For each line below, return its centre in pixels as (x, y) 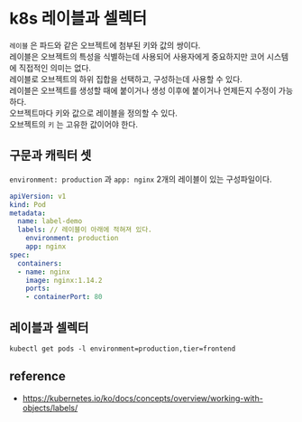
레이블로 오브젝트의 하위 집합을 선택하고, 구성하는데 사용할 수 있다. (126, 79)
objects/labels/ (50, 408)
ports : (38, 289)
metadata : (28, 213)
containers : (40, 263)
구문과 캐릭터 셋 (50, 156)
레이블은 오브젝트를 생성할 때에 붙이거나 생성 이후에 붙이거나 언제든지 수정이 (143, 90)
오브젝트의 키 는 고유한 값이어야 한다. (73, 124)
